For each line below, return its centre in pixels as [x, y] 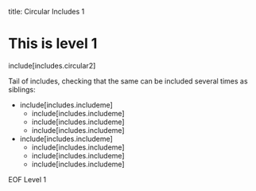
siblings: [22, 89]
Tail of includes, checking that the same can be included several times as [128, 81]
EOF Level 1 [27, 179]
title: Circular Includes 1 [47, 12]
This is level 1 [53, 44]
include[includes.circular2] [52, 65]
